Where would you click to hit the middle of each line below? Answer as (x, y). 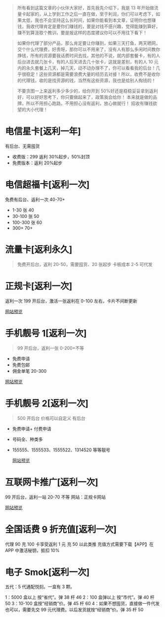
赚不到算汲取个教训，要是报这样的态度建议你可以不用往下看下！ (82, 33)
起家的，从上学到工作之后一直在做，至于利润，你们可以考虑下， (91, 14)
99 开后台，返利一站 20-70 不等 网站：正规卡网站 (56, 497)
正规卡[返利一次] (39, 286)
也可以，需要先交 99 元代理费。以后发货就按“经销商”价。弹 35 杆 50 (74, 610)
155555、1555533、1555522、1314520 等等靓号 (61, 450)
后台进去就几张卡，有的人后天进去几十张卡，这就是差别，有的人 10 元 (88, 62)
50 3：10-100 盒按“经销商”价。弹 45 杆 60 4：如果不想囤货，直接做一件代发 (82, 604)
